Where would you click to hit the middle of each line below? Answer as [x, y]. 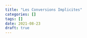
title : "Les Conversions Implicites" [44, 10]
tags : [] [14, 19]
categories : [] [21, 14]
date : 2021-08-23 [23, 23]
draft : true [17, 28]
